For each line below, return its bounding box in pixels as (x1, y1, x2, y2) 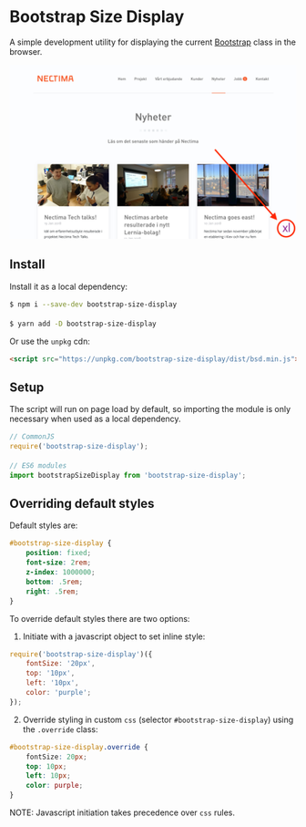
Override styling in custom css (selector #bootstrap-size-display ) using (22, 714, 294, 725)
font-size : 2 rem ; (25, 558, 92, 567)
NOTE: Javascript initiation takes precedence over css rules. (9, 807, 235, 818)
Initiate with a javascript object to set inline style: (22, 631, 206, 642)
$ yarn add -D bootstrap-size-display (9, 319, 157, 328)
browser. (9, 46, 43, 57)
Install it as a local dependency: (9, 281, 128, 292)
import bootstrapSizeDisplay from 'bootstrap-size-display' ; (9, 470, 247, 480)
